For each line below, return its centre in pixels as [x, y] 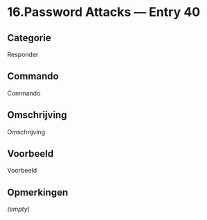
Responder [23, 54]
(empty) [18, 209]
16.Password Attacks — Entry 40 [104, 12]
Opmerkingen [38, 192]
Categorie [29, 38]
